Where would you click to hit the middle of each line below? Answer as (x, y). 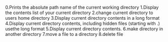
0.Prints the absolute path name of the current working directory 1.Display (82, 7)
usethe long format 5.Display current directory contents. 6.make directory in (84, 29)
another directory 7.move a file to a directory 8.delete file (64, 34)
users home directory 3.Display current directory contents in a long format (82, 18)
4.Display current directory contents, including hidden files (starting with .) (83, 23)
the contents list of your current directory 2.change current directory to (79, 13)
